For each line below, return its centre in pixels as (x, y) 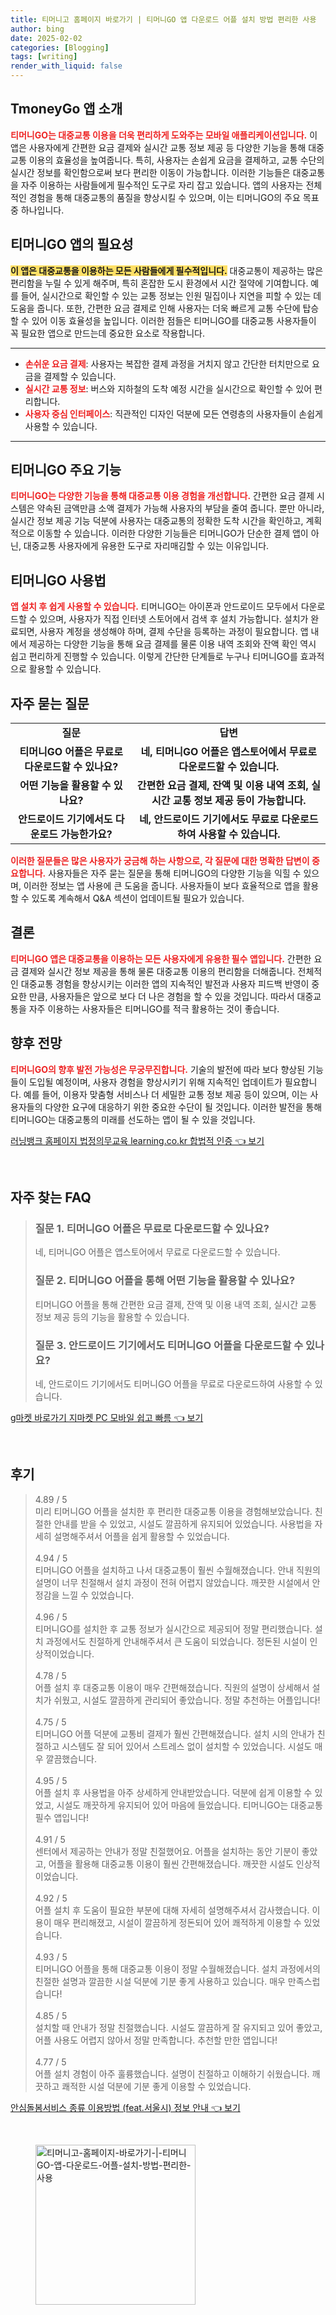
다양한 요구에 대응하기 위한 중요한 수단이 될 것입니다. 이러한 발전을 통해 (183, 1107)
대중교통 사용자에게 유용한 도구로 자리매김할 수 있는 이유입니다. (146, 546)
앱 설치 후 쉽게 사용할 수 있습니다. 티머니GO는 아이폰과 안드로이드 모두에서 (154, 607)
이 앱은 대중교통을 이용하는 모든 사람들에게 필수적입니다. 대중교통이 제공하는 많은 (167, 270)
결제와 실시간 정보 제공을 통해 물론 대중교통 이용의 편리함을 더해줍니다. (158, 971)
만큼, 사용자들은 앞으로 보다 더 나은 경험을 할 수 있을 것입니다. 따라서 (161, 996)
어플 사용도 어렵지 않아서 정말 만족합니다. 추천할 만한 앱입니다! (156, 2040)
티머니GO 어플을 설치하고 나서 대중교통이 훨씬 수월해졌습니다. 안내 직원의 (177, 1570)
